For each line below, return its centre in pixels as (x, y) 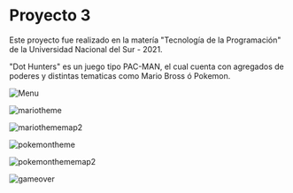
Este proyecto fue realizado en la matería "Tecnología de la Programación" (145, 40)
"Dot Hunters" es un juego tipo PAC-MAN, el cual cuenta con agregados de (147, 66)
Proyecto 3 (50, 15)
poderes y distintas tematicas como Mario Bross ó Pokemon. (120, 75)
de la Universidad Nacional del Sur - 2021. (86, 49)
